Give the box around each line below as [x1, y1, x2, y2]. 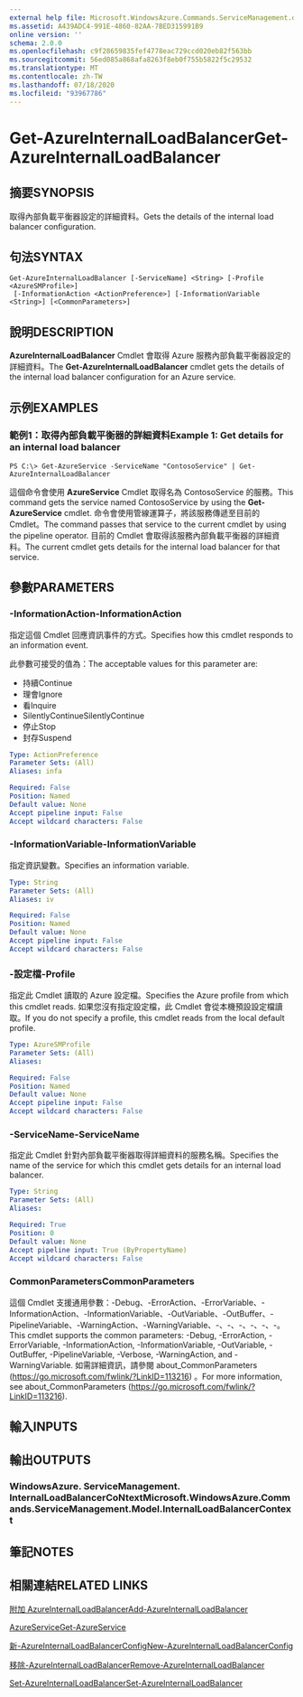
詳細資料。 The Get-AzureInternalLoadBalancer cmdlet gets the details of [9, 361, 285, 372]
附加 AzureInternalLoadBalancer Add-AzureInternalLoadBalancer [9, 1603, 248, 1614]
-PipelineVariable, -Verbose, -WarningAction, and [49, 1348, 233, 1360]
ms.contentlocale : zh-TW [9, 72, 103, 81]
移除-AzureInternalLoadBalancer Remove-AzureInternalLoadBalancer [9, 1659, 265, 1670]
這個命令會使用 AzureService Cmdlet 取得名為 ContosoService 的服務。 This [9, 486, 294, 497]
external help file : [9, 13, 87, 23]
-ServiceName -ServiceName [9, 1129, 140, 1141]
